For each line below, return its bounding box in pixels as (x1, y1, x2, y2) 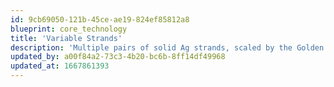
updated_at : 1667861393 (10, 61, 110, 71)
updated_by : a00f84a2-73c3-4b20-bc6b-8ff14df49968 (10, 52, 226, 62)
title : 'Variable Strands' (10, 33, 123, 43)
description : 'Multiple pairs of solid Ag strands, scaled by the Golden (10, 42, 325, 53)
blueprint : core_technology (10, 24, 128, 34)
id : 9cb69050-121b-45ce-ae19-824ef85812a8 (10, 14, 190, 25)
